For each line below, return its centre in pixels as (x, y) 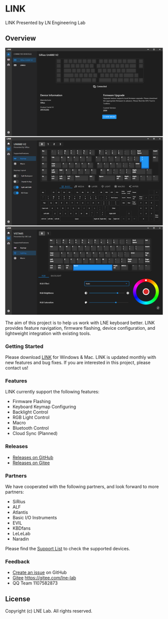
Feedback (17, 561)
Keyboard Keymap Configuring (44, 407)
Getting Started (24, 346)
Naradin (20, 539)
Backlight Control (30, 412)
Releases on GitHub (33, 457)
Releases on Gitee (31, 463)
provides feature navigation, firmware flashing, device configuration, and (80, 328)
